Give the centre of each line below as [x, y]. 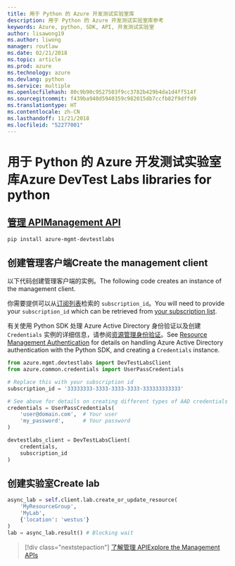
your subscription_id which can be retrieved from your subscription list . [112, 311]
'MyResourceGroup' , [49, 507]
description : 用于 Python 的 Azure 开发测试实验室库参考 [85, 20]
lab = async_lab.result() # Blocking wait [70, 533]
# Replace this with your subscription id [70, 382]
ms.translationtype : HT [42, 105]
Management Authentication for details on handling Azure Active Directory [115, 342]
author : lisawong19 [36, 33]
